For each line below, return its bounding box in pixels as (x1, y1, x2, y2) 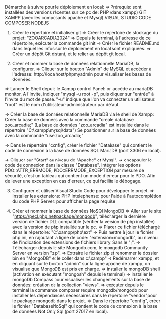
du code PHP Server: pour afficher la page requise (12, 198, 116, 204)
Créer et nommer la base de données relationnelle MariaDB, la (12, 61, 140, 66)
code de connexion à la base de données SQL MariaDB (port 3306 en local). (5, 148, 161, 153)
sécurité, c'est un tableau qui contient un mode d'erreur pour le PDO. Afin (5, 173, 156, 178)
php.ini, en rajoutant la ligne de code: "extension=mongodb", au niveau (12, 235, 158, 240)
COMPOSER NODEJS (5, 20, 49, 26)
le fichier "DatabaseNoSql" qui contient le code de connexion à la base (12, 303, 158, 309)
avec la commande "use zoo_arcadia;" (5, 133, 84, 138)
